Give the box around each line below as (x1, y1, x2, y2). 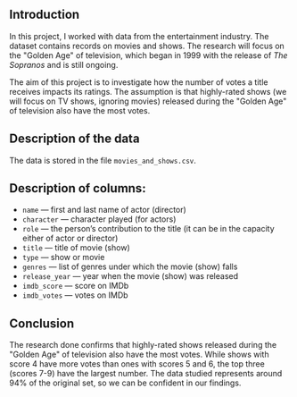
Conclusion (9, 316, 75, 331)
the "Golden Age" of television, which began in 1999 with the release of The (9, 49, 288, 61)
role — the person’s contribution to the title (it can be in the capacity (21, 224, 275, 234)
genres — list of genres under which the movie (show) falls (21, 261, 238, 272)
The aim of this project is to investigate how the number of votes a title (9, 76, 268, 88)
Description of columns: (9, 181, 146, 196)
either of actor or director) (21, 232, 119, 244)
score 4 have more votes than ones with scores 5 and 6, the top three (9, 359, 265, 369)
